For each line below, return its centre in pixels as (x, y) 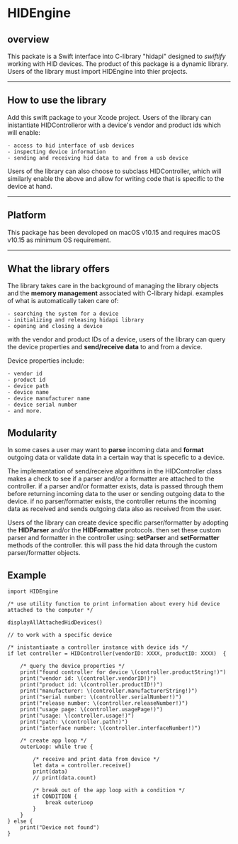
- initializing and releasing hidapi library (75, 320)
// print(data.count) (65, 778)
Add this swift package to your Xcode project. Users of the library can (109, 117)
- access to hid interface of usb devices (71, 146)
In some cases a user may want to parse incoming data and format (106, 450)
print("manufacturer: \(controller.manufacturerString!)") (109, 691)
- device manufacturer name (49, 399)
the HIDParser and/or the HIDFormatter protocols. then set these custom (114, 530)
